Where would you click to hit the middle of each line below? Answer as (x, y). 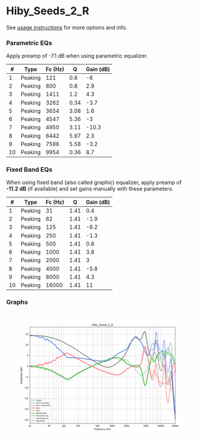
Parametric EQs (29, 43)
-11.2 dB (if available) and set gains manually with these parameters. (90, 189)
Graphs (17, 302)
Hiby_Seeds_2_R (48, 11)
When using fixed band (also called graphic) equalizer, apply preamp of (94, 182)
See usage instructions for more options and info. (67, 27)
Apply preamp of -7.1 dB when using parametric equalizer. (77, 56)
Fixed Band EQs (29, 169)
